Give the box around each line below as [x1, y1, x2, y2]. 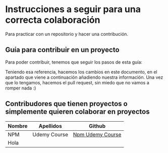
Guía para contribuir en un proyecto [5, 45, 120, 54]
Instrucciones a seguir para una [5, 4, 141, 15]
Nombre [8, 122, 28, 129]
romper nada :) [5, 85, 36, 91]
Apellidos [38, 122, 62, 129]
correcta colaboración [5, 14, 100, 26]
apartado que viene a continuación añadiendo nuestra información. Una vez [5, 74, 163, 80]
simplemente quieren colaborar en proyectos [5, 108, 150, 116]
